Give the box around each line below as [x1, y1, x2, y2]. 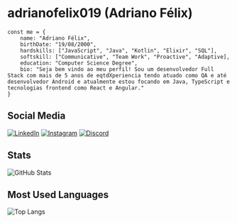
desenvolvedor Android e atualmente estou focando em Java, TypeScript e [7, 78, 231, 85]
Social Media [7, 110, 66, 122]
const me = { [7, 28, 46, 36]
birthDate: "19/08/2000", [20, 40, 97, 48]
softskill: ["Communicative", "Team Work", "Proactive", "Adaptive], [20, 53, 231, 60]
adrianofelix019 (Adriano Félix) [7, 5, 193, 21]
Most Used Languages [7, 188, 109, 200]
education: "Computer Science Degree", [20, 59, 138, 67]
